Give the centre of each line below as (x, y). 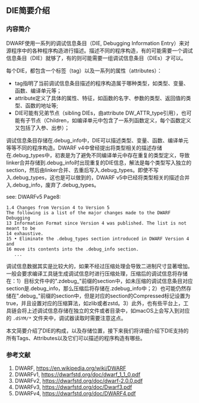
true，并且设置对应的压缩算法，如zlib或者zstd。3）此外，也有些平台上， (95, 303)
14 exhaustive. (25, 233)
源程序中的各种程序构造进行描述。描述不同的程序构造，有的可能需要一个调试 (99, 50)
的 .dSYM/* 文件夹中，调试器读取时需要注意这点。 (66, 318)
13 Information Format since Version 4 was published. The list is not (96, 223)
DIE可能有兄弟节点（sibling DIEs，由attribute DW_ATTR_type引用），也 (100, 113)
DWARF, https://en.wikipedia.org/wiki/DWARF (70, 368)
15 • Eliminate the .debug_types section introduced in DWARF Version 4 (98, 239)
